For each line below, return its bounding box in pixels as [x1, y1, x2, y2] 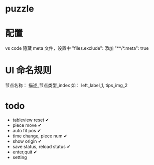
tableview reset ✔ [12, 117, 49, 123]
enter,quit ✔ [12, 149, 38, 155]
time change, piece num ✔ [12, 133, 68, 139]
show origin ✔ [12, 138, 42, 144]
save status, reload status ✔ [12, 144, 71, 149]
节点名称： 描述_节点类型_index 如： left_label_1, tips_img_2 [5, 82, 128, 89]
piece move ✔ [12, 122, 42, 128]
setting [12, 154, 27, 160]
